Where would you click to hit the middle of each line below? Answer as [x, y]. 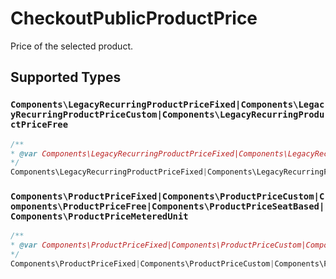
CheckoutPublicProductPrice [134, 18]
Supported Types [66, 77]
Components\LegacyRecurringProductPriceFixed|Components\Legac [167, 105]
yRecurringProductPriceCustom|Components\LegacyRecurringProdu [167, 115]
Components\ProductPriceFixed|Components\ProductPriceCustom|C [167, 196]
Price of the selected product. [71, 46]
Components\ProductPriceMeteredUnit [99, 216]
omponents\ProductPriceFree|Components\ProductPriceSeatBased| [167, 206]
